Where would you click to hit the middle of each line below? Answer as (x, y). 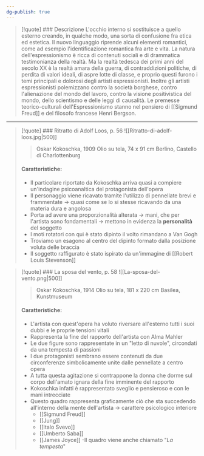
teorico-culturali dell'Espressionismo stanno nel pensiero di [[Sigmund (109, 106)
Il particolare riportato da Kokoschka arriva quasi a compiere (106, 182)
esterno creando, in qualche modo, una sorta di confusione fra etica (107, 36)
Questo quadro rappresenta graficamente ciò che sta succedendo (113, 401)
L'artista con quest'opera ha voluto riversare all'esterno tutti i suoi (112, 324)
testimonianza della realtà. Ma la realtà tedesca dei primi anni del (102, 61)
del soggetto (46, 228)
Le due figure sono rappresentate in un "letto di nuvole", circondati (114, 343)
